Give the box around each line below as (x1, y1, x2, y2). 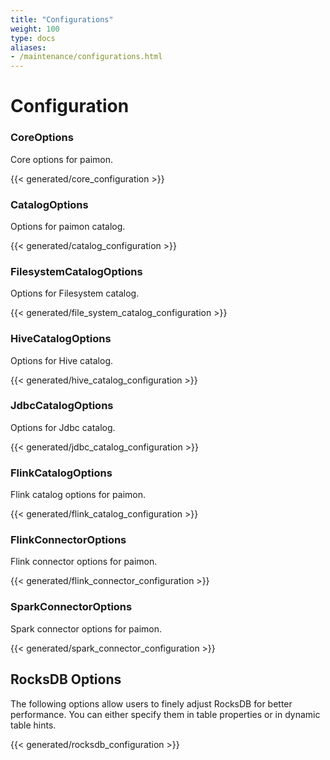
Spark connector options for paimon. (10, 622, 163, 635)
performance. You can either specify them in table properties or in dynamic (10, 708, 321, 720)
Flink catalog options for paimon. (10, 489, 146, 501)
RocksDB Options (10, 671, 122, 688)
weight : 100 (10, 24, 60, 34)
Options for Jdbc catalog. (10, 421, 116, 433)
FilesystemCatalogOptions (10, 264, 143, 278)
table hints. (10, 719, 57, 731)
